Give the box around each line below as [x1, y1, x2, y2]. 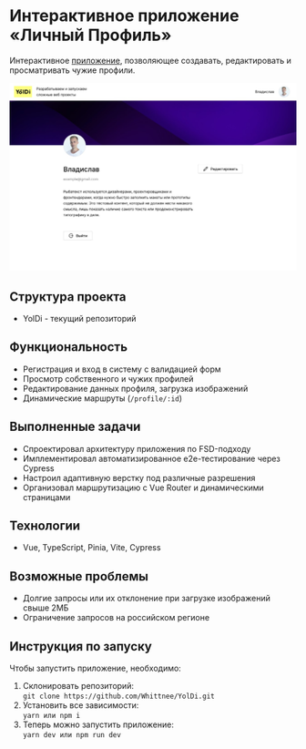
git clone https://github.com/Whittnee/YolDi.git [22, 692, 216, 702]
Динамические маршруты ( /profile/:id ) [22, 393, 183, 404]
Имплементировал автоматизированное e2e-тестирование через [22, 453, 280, 464]
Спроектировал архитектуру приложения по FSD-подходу [22, 443, 251, 454]
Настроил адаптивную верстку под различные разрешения [22, 472, 256, 483]
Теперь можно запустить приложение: [22, 719, 175, 730]
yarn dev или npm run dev [22, 731, 121, 740]
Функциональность [9, 339, 128, 355]
